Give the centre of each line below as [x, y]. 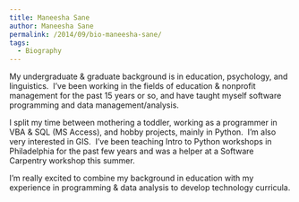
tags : [19, 43]
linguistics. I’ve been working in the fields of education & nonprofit [133, 86]
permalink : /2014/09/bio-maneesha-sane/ [86, 34]
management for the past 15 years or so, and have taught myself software [145, 96]
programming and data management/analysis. [94, 105]
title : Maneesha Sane [50, 18]
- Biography [40, 51]
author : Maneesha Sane [51, 26]
